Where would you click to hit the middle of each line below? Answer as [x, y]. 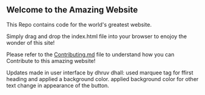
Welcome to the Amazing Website [72, 10]
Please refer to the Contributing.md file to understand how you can [91, 54]
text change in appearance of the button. [58, 85]
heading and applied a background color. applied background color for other [103, 79]
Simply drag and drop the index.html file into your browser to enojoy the [97, 36]
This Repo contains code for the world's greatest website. [79, 24]
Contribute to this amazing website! [51, 61]
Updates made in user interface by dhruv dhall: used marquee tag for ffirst [100, 73]
